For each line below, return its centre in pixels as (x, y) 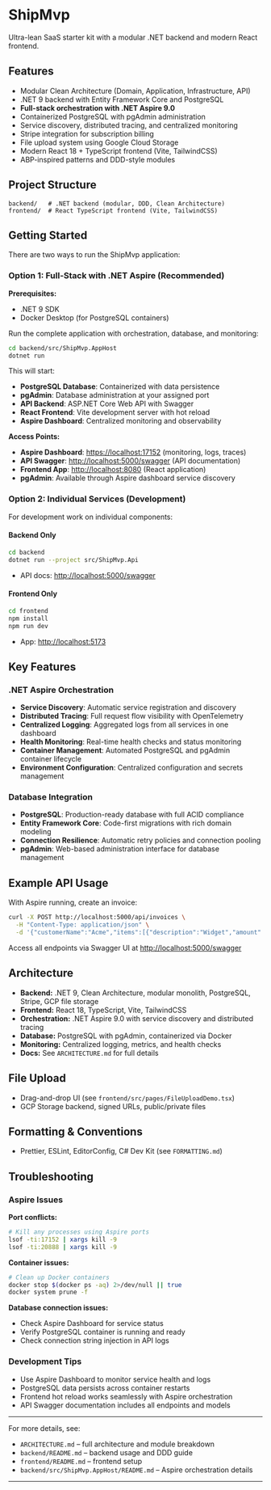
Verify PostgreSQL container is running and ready (102, 1332)
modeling (35, 832)
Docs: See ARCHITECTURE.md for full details (89, 1053)
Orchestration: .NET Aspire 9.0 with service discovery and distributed (137, 1018)
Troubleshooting (51, 1177)
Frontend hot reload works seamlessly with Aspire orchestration (126, 1396)
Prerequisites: (33, 293)
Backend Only (32, 535)
